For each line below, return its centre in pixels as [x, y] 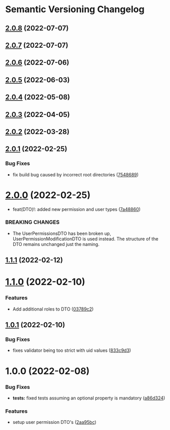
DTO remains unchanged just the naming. [56, 244]
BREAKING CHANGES [32, 222]
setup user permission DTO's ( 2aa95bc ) [54, 422]
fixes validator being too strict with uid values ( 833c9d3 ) [72, 350]
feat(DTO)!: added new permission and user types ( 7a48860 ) [77, 209]
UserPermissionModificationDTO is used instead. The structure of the [86, 239]
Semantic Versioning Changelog [75, 9]
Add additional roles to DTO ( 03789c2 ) [53, 309]
